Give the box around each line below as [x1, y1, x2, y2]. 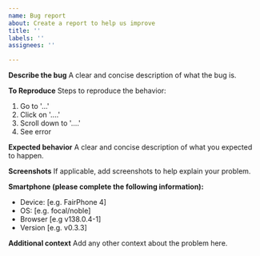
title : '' [8, 26, 42, 34]
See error [19, 127, 52, 137]
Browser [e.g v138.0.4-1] [19, 214, 102, 224]
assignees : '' [8, 42, 56, 50]
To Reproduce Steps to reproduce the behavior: [8, 86, 166, 96]
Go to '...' [19, 102, 50, 111]
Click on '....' [19, 110, 61, 120]
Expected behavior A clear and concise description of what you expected [8, 142, 253, 152]
